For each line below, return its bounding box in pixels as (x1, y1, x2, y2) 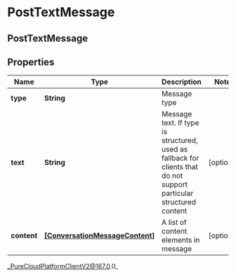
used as (161, 144, 188, 154)
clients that (161, 162, 199, 172)
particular (161, 188, 194, 198)
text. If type (161, 118, 199, 128)
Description (161, 77, 202, 87)
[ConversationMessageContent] (44, 230, 155, 240)
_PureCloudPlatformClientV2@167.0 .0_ (7, 262, 119, 271)
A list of (161, 218, 188, 228)
